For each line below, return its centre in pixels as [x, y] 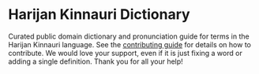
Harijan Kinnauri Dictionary [99, 15]
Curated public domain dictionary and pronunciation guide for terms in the [129, 36]
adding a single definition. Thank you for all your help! [96, 61]
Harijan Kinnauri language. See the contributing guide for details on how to [129, 44]
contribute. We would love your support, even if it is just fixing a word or [125, 53]
